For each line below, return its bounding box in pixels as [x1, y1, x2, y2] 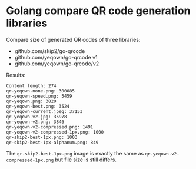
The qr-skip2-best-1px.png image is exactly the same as [6, 150, 144, 157]
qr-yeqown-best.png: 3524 [6, 103, 69, 110]
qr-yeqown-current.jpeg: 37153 [6, 108, 83, 114]
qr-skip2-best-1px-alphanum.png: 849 [6, 140, 99, 145]
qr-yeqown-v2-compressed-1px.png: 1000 [6, 129, 104, 135]
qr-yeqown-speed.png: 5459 [6, 93, 72, 99]
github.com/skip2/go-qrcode [14, 47, 85, 54]
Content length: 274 [6, 82, 57, 89]
